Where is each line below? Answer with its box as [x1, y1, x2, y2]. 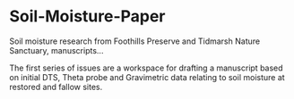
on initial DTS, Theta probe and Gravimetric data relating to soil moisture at [9, 71, 285, 82]
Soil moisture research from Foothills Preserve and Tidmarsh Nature [9, 36, 261, 46]
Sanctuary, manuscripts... [9, 45, 104, 55]
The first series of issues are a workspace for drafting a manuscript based [9, 62, 284, 73]
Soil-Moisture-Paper [9, 6, 166, 27]
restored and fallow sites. [9, 81, 103, 92]
